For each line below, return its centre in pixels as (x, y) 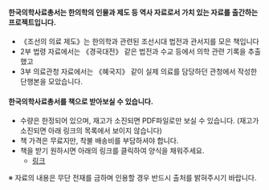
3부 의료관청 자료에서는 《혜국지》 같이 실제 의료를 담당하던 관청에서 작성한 (139, 71)
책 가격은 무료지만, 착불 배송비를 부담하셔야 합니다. (99, 141)
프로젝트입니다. (32, 22)
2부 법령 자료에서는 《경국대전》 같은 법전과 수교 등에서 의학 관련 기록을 (133, 51)
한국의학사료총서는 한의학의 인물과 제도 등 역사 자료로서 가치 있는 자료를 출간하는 (133, 12)
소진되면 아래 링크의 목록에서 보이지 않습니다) (91, 131)
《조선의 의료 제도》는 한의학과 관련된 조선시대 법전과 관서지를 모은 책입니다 (139, 42)
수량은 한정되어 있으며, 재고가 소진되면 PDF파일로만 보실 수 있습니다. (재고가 (139, 121)
